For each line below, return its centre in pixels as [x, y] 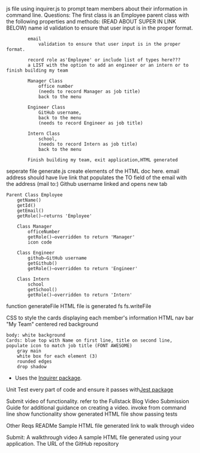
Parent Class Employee [34, 195]
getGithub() [43, 263]
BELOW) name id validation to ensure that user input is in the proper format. [100, 28]
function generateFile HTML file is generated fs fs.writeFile [79, 306]
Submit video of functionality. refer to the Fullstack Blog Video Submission [98, 401]
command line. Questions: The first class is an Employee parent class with [98, 15]
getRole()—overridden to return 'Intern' [80, 295]
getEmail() [31, 211]
